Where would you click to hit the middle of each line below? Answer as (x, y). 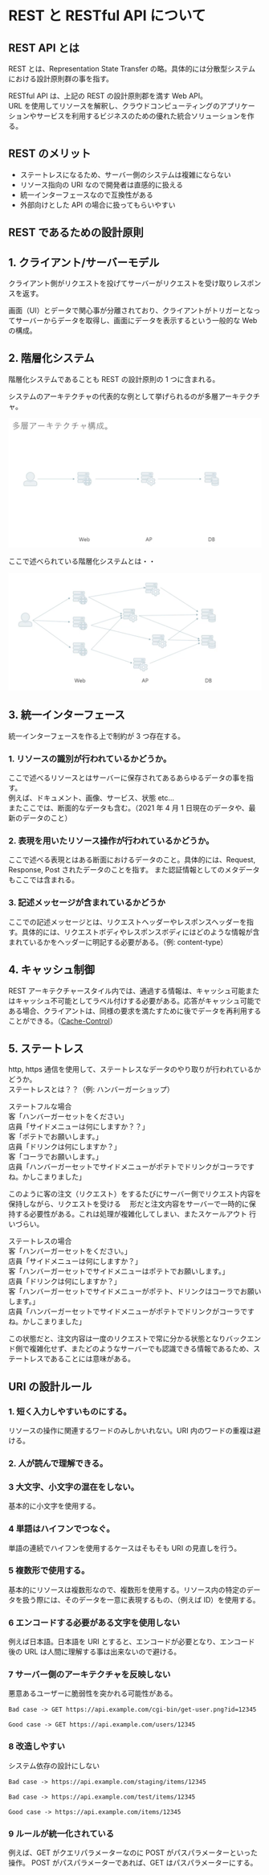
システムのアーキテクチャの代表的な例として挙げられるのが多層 (114, 396)
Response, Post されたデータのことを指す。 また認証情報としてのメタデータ (134, 870)
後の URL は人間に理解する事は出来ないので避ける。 (95, 1651)
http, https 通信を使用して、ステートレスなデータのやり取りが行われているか (135, 1069)
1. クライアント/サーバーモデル (84, 263)
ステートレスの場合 (40, 1241)
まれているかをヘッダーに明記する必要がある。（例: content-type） (118, 942)
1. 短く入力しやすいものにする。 (70, 1411)
